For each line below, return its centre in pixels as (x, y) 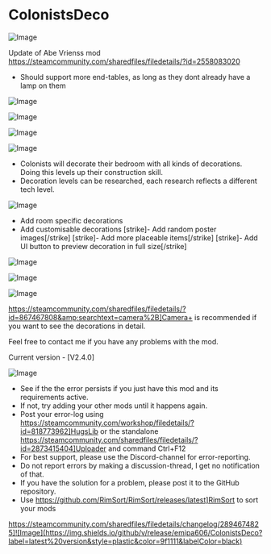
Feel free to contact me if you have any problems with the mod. (114, 341)
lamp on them (43, 85)
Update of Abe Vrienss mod (54, 52)
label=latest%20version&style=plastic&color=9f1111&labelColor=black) (125, 541)
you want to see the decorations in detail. (77, 326)
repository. (38, 491)
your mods (38, 508)
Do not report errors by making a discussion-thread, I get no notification (140, 465)
